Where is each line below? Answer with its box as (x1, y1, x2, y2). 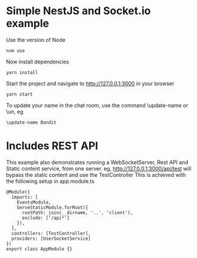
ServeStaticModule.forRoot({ (17, 204, 88, 211)
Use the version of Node (6, 36, 66, 43)
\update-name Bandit (6, 120, 57, 125)
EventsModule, (17, 199, 51, 205)
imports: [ (11, 194, 38, 200)
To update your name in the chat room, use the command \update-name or (6, 102, 189, 109)
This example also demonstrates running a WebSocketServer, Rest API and (6, 159, 189, 166)
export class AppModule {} (6, 246, 73, 252)
